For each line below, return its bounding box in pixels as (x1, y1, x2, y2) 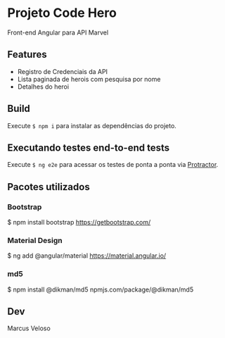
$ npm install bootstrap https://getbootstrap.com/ (7, 218, 151, 227)
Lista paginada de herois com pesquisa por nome (17, 75, 161, 83)
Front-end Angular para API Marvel (7, 28, 109, 37)
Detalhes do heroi (17, 82, 69, 91)
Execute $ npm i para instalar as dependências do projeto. (7, 121, 177, 130)
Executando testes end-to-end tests (7, 142, 170, 154)
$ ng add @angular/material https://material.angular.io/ (7, 251, 167, 260)
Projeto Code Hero (7, 5, 117, 21)
